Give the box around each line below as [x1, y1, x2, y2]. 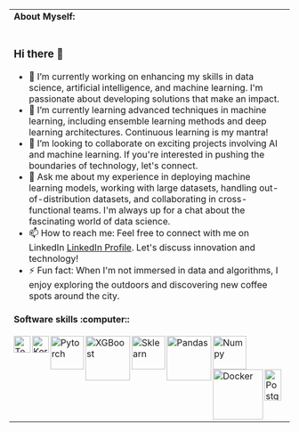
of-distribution [28, 192, 91, 205]
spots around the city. [28, 289, 120, 302]
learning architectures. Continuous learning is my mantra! [28, 126, 269, 138]
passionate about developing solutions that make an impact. [28, 93, 280, 105]
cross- [217, 192, 247, 205]
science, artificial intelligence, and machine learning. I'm [28, 81, 263, 94]
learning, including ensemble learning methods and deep [28, 115, 267, 127]
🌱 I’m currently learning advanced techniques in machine [28, 103, 267, 116]
